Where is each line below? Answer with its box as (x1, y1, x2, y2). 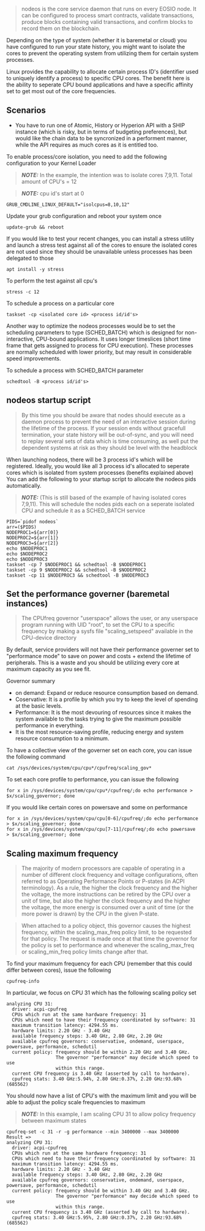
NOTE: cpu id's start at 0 (21, 189, 84, 197)
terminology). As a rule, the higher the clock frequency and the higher (21, 884, 198, 892)
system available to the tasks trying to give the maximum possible (15, 715, 182, 722)
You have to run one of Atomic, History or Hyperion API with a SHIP (15, 121, 185, 129)
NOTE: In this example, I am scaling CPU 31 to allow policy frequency (21, 1110, 196, 1118)
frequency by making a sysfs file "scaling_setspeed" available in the (21, 627, 193, 635)
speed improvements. (6, 355, 61, 362)
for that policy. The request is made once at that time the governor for (21, 935, 198, 942)
